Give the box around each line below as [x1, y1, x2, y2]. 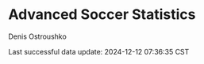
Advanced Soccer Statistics [8, 6, 196, 24]
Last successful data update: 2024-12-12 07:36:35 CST [8, 47, 190, 56]
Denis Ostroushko [8, 32, 67, 41]
